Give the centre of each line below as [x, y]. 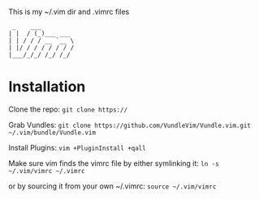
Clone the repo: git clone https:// [68, 109]
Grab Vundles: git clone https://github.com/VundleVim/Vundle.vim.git [130, 125]
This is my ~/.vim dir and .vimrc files [69, 12]
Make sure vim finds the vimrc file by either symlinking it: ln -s [114, 163]
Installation [47, 87]
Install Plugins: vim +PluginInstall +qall [77, 147]
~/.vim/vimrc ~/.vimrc [47, 171]
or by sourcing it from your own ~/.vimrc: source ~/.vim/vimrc [112, 186]
